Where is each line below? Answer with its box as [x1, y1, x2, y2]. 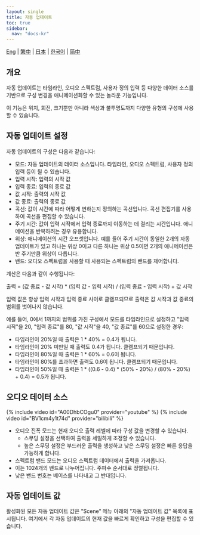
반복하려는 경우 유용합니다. [35, 227, 99, 234]
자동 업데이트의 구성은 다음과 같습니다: [6, 147, 96, 155]
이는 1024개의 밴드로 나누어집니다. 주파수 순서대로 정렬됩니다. [14, 464, 159, 471]
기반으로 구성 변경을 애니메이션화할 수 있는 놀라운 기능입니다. [6, 91, 148, 98]
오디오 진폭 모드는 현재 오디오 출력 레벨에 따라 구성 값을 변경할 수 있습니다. [14, 427, 189, 434]
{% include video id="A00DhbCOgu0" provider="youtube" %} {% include [6, 408, 187, 415]
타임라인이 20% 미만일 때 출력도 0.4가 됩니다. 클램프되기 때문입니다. [14, 343, 175, 350]
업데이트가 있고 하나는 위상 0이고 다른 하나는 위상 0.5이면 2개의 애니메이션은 [14, 242, 193, 249]
